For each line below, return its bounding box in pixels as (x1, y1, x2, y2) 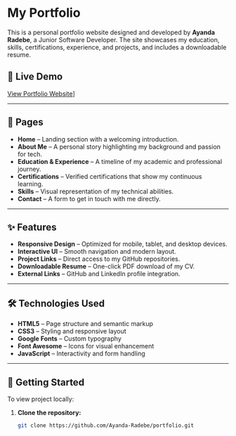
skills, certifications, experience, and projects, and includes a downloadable (7, 43, 227, 51)
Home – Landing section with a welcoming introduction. (17, 135, 179, 143)
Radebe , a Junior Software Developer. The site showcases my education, (7, 35, 220, 43)
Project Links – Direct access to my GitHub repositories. (17, 254, 181, 264)
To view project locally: (7, 395, 74, 403)
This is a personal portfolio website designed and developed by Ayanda (7, 28, 216, 36)
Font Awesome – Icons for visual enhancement (17, 342, 155, 350)
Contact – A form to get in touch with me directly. (17, 194, 161, 203)
